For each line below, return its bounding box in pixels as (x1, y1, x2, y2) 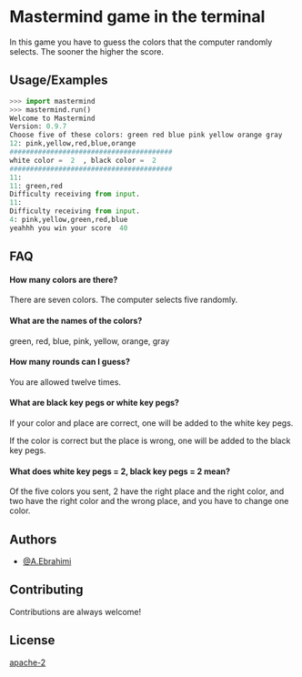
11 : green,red (9, 181, 64, 190)
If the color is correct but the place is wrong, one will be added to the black (9, 435, 291, 446)
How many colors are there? (9, 274, 118, 285)
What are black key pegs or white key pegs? (9, 398, 180, 409)
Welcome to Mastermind (9, 114, 96, 123)
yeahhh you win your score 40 (9, 223, 128, 233)
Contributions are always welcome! (9, 606, 142, 617)
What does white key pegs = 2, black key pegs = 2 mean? (9, 466, 230, 477)
